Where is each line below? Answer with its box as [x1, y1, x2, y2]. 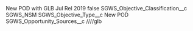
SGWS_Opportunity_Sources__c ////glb [5, 18, 102, 25]
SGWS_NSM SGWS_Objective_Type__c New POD [5, 11, 129, 18]
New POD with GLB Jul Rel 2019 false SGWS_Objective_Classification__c [5, 5, 187, 12]
